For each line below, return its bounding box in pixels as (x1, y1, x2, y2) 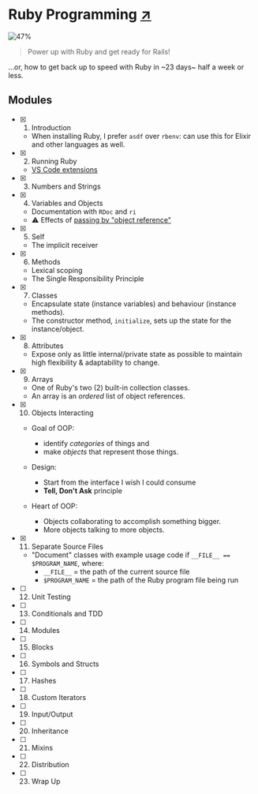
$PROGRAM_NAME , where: (31, 558, 104, 567)
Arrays (31, 374, 54, 384)
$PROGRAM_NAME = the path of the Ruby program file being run (43, 575, 239, 585)
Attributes (31, 341, 64, 350)
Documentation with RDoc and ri (31, 207, 136, 216)
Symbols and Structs (31, 659, 99, 669)
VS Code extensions (31, 164, 98, 174)
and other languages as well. (31, 140, 125, 149)
